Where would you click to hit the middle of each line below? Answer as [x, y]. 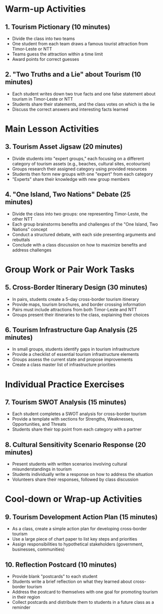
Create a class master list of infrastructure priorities [64, 365]
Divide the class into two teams [44, 38]
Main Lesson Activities [52, 129]
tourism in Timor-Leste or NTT [43, 99]
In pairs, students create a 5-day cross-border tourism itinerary [76, 299]
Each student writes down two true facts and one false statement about [84, 94]
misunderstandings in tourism [42, 469]
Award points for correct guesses [45, 59]
